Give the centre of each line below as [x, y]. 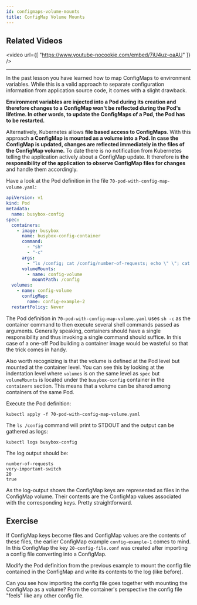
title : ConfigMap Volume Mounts [45, 17]
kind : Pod [18, 203]
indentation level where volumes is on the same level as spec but [83, 373]
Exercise [22, 521]
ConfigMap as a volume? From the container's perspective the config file [94, 589]
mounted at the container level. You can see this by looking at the [85, 367]
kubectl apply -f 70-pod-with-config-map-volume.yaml [73, 414]
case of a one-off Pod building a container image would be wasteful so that [97, 343]
